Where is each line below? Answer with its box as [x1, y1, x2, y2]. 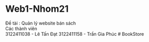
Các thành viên [5, 25, 37, 31]
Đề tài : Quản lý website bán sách [5, 20, 76, 26]
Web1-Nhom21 [5, 3, 69, 15]
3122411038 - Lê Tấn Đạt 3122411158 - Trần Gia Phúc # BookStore [5, 31, 144, 37]
